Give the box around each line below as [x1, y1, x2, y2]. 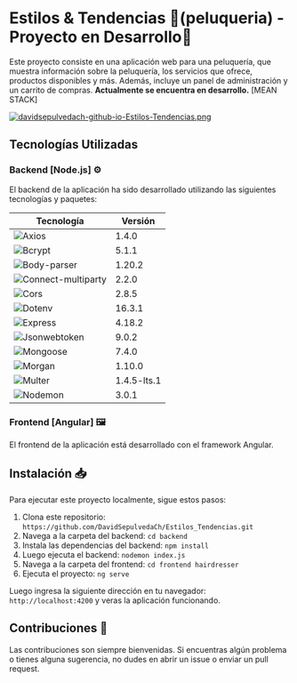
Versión [121, 214, 156, 227]
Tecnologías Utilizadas [9, 137, 139, 152]
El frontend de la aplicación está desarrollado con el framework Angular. [9, 439, 274, 450]
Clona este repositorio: [21, 511, 106, 522]
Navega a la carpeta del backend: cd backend [21, 530, 189, 541]
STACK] [9, 93, 38, 105]
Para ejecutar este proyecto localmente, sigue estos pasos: [9, 494, 227, 505]
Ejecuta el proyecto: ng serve [21, 568, 130, 579]
